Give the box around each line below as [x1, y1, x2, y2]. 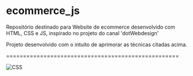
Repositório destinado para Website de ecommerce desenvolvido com [6, 23, 175, 30]
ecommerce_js [6, 4, 80, 18]
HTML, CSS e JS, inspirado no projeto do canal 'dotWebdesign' [6, 29, 159, 36]
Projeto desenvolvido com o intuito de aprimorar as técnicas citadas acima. [6, 41, 188, 48]
